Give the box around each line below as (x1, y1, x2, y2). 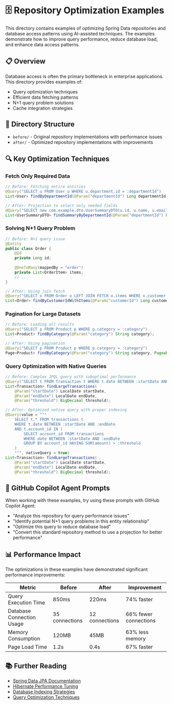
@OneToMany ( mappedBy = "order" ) (14, 265, 83, 270)
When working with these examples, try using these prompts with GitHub (5, 497, 160, 504)
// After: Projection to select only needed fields (5, 203, 118, 208)
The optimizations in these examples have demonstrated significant (5, 566, 148, 572)
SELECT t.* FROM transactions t (14, 417, 83, 422)
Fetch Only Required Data (5, 172, 70, 179)
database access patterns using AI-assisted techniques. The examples (5, 30, 155, 36)
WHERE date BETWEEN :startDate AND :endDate (24, 436, 120, 441)
